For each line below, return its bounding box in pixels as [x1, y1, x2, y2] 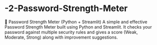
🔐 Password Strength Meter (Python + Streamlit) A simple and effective [4, 19, 147, 25]
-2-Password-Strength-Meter [4, 3, 128, 14]
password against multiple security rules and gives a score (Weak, [4, 29, 138, 35]
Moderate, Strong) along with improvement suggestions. [4, 34, 118, 40]
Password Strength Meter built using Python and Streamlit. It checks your [4, 24, 152, 30]
